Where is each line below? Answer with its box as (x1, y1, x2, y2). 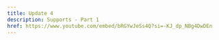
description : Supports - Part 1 (7, 16, 99, 23)
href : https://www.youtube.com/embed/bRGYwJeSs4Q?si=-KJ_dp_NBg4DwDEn (7, 22, 213, 29)
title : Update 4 (7, 9, 53, 17)
